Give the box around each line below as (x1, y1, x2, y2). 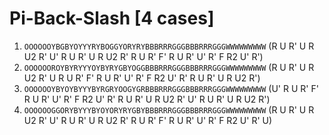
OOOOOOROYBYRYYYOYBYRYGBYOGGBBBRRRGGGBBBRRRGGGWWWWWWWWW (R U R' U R (23, 61, 315, 73)
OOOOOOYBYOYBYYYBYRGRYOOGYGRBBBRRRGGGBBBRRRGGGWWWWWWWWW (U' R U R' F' (23, 82, 319, 94)
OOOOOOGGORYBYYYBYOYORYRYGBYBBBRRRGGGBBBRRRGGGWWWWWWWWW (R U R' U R (23, 103, 315, 116)
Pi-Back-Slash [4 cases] (9, 7, 215, 30)
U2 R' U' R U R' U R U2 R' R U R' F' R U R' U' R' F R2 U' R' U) (23, 114, 273, 126)
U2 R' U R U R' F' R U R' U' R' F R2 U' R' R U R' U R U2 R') (23, 72, 261, 84)
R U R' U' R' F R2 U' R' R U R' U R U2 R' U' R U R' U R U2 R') (23, 93, 271, 105)
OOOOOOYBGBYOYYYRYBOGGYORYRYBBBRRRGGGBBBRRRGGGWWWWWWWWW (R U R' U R (23, 40, 315, 52)
